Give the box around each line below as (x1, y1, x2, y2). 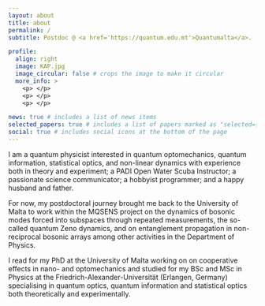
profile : (8, 48, 37, 56)
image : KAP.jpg (15, 62, 65, 71)
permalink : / (8, 26, 51, 34)
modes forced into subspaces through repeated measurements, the (8, 215, 228, 225)
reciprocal (8, 232, 41, 241)
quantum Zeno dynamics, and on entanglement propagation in (29, 223, 233, 233)
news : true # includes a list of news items (8, 114, 157, 121)
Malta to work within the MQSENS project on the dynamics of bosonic (8, 207, 235, 216)
